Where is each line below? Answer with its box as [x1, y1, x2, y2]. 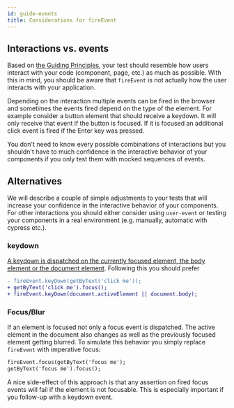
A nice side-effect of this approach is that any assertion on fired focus [7, 378, 209, 386]
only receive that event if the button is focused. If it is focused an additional [7, 119, 224, 128]
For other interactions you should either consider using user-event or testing [7, 209, 226, 217]
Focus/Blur [7, 307, 45, 316]
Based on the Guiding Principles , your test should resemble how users [7, 61, 209, 70]
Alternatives [7, 175, 63, 187]
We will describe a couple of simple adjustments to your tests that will [7, 194, 208, 203]
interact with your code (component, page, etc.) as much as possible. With [7, 68, 221, 77]
